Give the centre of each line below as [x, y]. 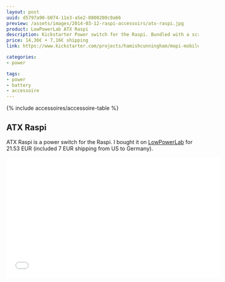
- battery [19, 85]
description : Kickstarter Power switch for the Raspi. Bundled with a [98, 35]
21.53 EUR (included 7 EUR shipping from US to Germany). [80, 148]
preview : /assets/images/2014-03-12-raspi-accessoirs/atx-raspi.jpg [95, 23]
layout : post [23, 12]
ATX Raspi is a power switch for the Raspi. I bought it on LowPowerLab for [100, 142]
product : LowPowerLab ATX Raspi [47, 29]
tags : [13, 74]
